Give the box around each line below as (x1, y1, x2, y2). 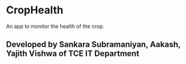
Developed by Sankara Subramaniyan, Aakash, (6, 40, 181, 49)
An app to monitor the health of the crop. (6, 23, 105, 30)
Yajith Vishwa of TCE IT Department (6, 49, 139, 59)
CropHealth (6, 3, 64, 17)
